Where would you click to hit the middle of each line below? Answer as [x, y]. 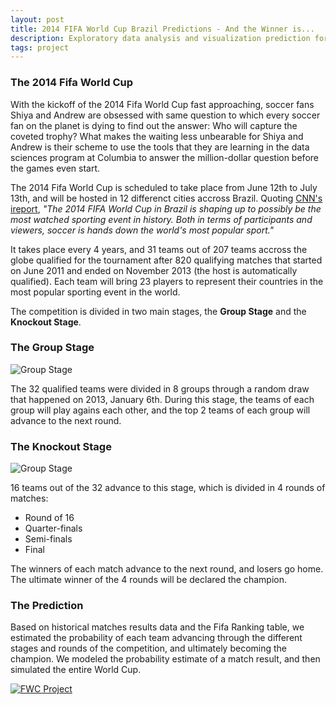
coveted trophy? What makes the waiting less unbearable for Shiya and [157, 136]
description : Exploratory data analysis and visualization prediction [160, 38]
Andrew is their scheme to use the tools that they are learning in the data [160, 147]
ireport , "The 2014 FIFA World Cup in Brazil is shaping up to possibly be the [166, 208]
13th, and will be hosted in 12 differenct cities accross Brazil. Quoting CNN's [166, 198]
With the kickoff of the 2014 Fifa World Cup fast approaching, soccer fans [162, 104]
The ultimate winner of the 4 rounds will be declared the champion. [148, 580]
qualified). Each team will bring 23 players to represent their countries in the [167, 281]
